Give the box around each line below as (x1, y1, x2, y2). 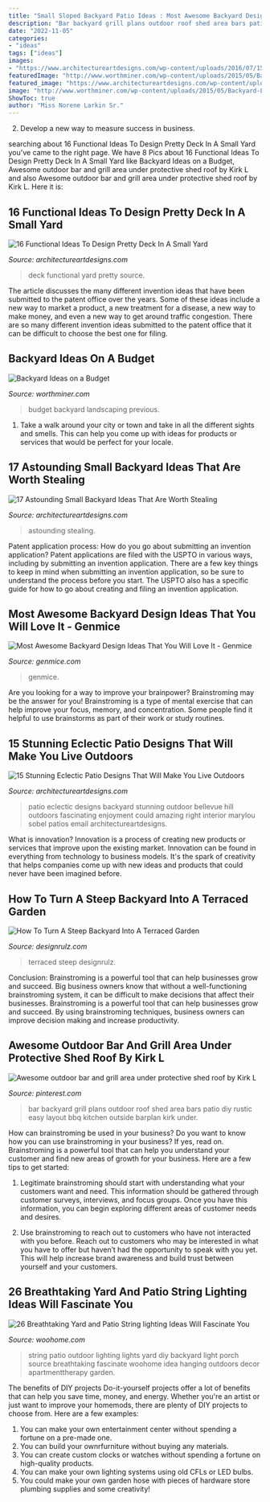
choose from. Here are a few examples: (8, 1409, 139, 1418)
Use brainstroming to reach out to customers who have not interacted (19, 1228, 252, 1237)
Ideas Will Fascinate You (8, 1298, 133, 1311)
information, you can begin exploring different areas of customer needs (19, 1204, 257, 1213)
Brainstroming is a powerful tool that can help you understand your (8, 1145, 231, 1154)
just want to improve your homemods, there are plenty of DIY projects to (8, 1400, 247, 1409)
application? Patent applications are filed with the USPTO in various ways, (8, 549, 253, 559)
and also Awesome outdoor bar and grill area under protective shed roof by (8, 174, 258, 183)
